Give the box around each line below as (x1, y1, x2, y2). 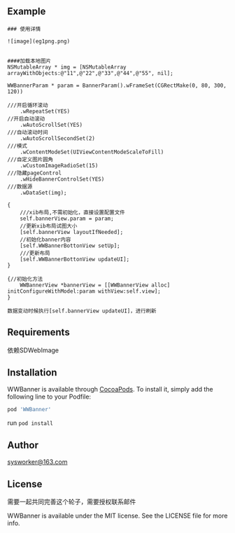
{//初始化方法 (7, 275, 43, 282)
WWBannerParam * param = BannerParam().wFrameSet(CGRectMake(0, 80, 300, (7, 82, 227, 89)
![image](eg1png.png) (7, 38, 71, 45)
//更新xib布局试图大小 (20, 222, 78, 230)
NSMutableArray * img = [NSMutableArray (7, 63, 127, 71)
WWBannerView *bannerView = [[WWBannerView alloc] (20, 282, 171, 289)
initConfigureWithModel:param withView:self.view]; (7, 287, 161, 295)
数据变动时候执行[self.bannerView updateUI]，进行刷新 (7, 307, 157, 314)
